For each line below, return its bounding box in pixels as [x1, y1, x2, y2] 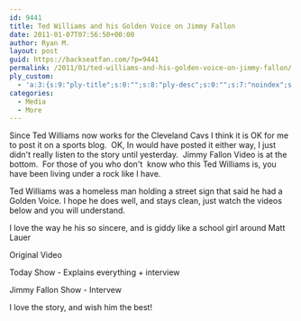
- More [17, 105, 42, 115]
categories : [9, 88, 54, 97]
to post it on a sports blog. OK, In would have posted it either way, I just [9, 140, 277, 151]
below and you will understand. [9, 205, 126, 216]
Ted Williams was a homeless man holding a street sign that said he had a [9, 186, 283, 197]
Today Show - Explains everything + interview [9, 267, 180, 278]
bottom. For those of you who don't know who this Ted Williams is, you [9, 159, 277, 170]
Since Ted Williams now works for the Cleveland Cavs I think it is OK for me [9, 130, 289, 141]
